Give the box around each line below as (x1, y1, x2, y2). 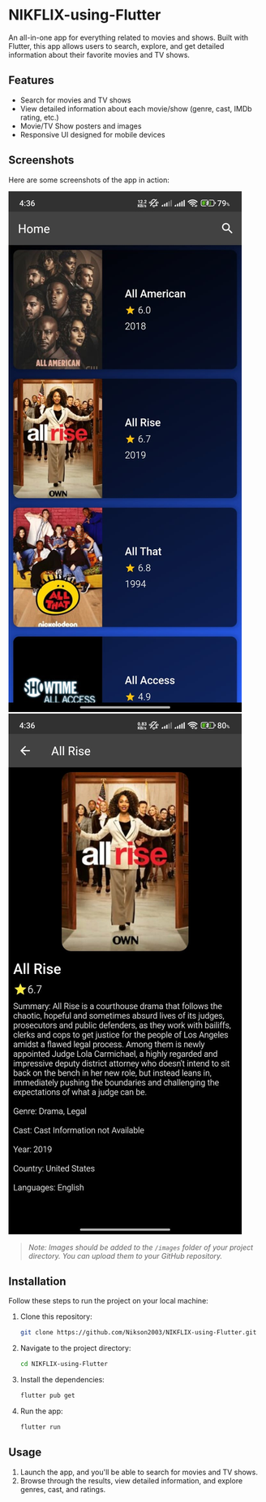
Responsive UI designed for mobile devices (19, 129, 165, 139)
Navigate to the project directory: (19, 1343, 131, 1353)
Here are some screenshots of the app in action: (8, 175, 170, 185)
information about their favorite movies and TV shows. (8, 50, 191, 59)
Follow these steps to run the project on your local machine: (8, 1296, 208, 1306)
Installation (8, 1274, 66, 1288)
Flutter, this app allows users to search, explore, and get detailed (8, 41, 225, 50)
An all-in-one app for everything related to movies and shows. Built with (8, 33, 249, 42)
